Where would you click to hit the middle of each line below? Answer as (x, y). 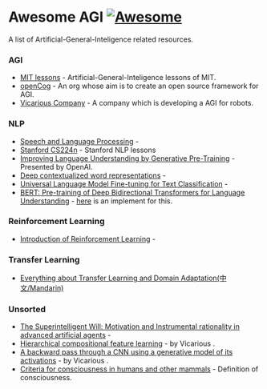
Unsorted (27, 310)
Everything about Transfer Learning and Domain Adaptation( (120, 278)
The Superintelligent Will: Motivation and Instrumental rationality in (130, 327)
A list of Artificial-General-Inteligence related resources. (101, 39)
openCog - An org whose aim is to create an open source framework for (139, 86)
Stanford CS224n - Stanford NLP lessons (88, 150)
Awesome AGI (56, 17)
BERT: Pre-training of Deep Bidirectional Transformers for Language (132, 192)
